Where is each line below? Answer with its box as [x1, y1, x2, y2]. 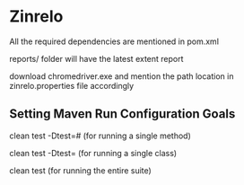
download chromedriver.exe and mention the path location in [9, 70, 234, 82]
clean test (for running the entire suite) [9, 164, 152, 176]
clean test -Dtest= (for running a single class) [9, 147, 178, 158]
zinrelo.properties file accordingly [9, 80, 135, 91]
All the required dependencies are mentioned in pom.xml [9, 36, 220, 47]
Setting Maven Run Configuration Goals [9, 106, 236, 122]
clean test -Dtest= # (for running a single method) [9, 130, 191, 141]
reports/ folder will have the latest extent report [9, 53, 184, 64]
